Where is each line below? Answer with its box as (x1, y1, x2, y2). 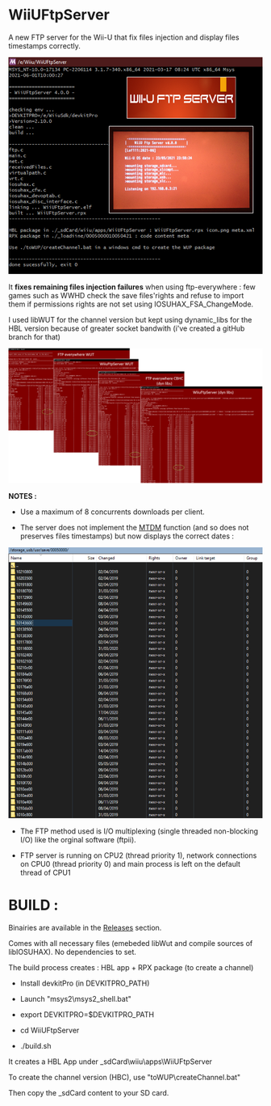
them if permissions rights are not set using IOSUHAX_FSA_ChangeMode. (8, 299, 254, 309)
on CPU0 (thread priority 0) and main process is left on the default (19, 859, 240, 868)
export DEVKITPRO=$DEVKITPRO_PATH (19, 1009, 155, 1019)
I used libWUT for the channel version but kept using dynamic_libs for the (8, 314, 252, 324)
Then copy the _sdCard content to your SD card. (8, 1087, 169, 1097)
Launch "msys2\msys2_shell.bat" (19, 994, 131, 1003)
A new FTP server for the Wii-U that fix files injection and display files (8, 32, 240, 42)
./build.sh (19, 1041, 52, 1050)
